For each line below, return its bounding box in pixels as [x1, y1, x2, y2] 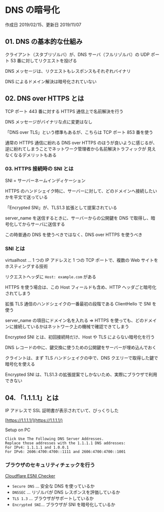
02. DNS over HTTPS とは [5, 94, 84, 103]
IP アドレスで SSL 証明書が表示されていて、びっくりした [5, 407, 119, 413]
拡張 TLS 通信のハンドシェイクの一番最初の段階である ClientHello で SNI [5, 301, 151, 307]
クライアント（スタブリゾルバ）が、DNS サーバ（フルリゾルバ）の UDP [5, 51, 150, 57]
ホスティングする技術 [5, 264, 48, 270]
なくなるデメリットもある [5, 152, 57, 158]
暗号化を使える [5, 361, 35, 367]
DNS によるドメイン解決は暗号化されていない [5, 78, 97, 84]
